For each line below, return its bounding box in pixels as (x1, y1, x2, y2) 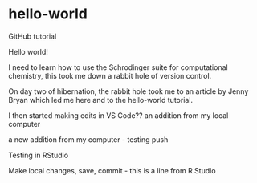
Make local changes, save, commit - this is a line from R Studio (8, 165, 216, 175)
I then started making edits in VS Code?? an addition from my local (8, 110, 229, 120)
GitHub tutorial (8, 31, 57, 41)
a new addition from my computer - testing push (8, 134, 169, 144)
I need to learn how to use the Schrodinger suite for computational (8, 62, 228, 72)
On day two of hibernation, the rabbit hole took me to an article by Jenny (8, 86, 249, 96)
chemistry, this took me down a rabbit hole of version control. (8, 71, 212, 80)
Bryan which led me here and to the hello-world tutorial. (8, 95, 194, 104)
